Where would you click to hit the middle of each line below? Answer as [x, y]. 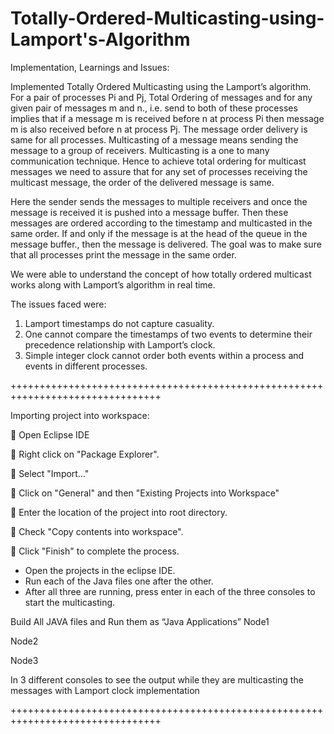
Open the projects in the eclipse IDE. [100, 570]
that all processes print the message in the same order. [123, 254]
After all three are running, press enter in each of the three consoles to [170, 591]
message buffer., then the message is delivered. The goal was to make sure [166, 244]
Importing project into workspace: [80, 415]
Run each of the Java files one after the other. [119, 581]
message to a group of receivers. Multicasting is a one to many [140, 150]
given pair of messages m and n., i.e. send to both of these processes [154, 108]
